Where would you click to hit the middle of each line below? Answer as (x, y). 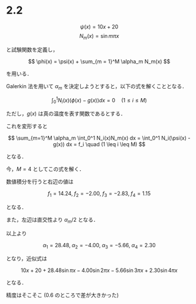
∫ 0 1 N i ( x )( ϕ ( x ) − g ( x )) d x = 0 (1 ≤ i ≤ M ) (99, 100)
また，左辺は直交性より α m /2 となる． (53, 220)
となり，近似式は (27, 258)
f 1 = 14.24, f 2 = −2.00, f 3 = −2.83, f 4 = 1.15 (99, 194)
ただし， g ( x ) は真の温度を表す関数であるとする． (66, 114)
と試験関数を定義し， (32, 49)
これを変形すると (27, 126)
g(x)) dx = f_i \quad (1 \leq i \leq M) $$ (99, 144)
